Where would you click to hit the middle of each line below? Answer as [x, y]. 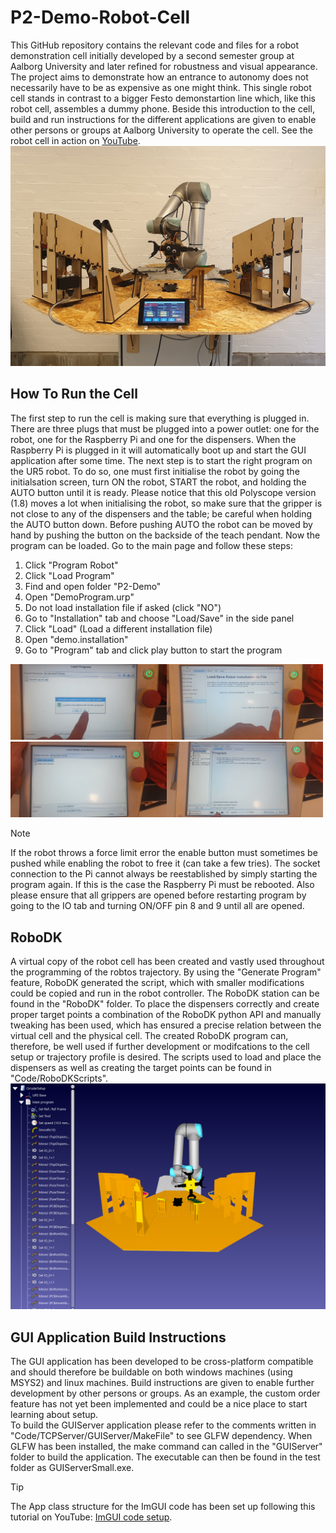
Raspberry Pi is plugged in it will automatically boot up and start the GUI [158, 450]
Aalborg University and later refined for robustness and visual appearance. [164, 66]
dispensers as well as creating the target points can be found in [141, 1068]
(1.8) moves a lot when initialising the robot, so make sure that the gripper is [166, 503]
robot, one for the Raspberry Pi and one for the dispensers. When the [153, 439]
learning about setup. [54, 1415]
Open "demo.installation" [76, 639]
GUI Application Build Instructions [118, 1337]
